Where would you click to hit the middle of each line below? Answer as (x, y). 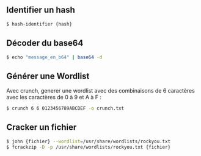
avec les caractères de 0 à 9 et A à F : (54, 97)
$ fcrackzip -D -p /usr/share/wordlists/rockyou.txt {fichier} (89, 147)
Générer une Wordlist (48, 76)
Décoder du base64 (45, 43)
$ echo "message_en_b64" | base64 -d (54, 57)
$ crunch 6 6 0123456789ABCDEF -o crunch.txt (65, 108)
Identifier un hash (41, 10)
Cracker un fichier (42, 127)
